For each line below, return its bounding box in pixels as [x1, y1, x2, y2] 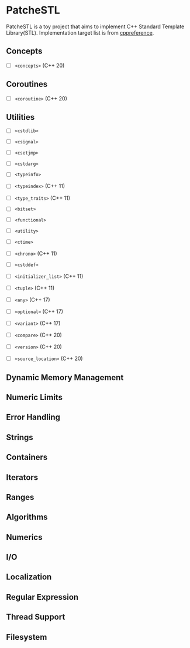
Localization [6, 572, 52, 582]
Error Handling [6, 412, 60, 422]
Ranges [6, 492, 34, 502]
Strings [6, 432, 33, 442]
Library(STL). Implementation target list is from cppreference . [6, 29, 154, 36]
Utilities [6, 112, 35, 122]
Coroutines [6, 79, 48, 89]
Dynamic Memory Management [6, 372, 124, 382]
